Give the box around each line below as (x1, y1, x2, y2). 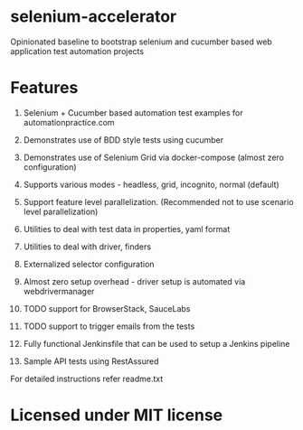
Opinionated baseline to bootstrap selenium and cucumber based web (10, 36, 272, 47)
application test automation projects (10, 45, 144, 56)
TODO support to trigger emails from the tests (23, 321, 195, 332)
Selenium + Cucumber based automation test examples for (23, 107, 243, 118)
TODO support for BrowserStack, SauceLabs (23, 303, 191, 313)
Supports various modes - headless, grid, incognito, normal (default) (23, 179, 279, 190)
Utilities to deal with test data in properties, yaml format (23, 223, 231, 234)
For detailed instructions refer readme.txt (10, 373, 164, 384)
